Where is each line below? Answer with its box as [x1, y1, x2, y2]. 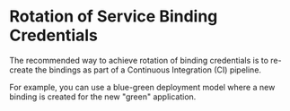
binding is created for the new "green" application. [9, 91, 197, 102]
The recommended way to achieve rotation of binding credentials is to [9, 55, 269, 65]
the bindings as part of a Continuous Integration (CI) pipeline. [34, 64, 262, 75]
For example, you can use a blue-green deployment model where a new [9, 81, 276, 92]
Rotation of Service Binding [9, 6, 218, 27]
